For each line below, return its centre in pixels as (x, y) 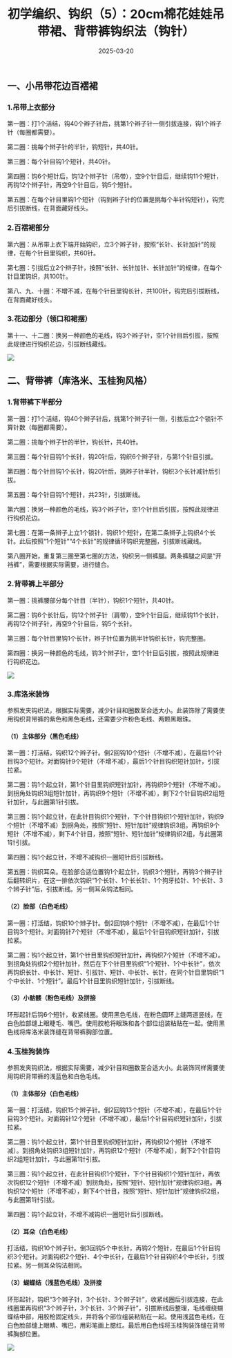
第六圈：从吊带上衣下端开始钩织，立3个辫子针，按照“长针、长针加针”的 (108, 244)
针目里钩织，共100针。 (40, 276)
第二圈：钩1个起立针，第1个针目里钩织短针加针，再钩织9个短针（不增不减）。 (116, 785)
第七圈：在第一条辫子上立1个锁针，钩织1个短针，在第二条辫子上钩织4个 (108, 532)
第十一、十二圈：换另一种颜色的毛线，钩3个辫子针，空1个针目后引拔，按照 (113, 335)
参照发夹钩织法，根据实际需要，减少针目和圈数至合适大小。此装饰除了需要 (113, 710)
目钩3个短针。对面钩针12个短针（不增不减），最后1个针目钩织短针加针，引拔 (115, 1118)
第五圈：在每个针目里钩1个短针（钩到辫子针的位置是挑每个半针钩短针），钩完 (116, 200)
